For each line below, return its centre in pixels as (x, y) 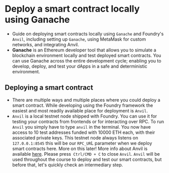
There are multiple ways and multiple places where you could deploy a (86, 100)
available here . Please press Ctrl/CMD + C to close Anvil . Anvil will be (86, 154)
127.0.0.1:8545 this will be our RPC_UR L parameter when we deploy (82, 143)
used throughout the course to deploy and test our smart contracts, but (87, 159)
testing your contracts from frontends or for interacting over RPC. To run (88, 121)
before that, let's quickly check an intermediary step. (67, 165)
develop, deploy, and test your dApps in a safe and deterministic (80, 66)
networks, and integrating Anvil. (46, 44)
